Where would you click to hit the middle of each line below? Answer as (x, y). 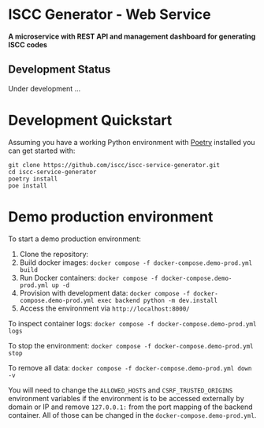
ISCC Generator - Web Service (110, 15)
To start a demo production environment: (75, 239)
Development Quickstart (90, 120)
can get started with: (42, 151)
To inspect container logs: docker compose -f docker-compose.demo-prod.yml (132, 323)
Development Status (59, 70)
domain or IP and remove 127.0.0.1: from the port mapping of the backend (131, 407)
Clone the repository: (54, 254)
